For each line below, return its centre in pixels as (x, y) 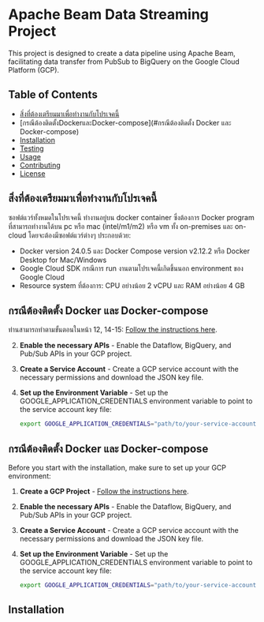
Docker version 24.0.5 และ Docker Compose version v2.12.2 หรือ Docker (135, 251)
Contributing (40, 165)
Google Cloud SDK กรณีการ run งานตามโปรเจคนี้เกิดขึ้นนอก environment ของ (132, 268)
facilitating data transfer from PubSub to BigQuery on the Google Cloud (124, 62)
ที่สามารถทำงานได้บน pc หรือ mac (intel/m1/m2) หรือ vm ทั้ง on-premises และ (121, 226)
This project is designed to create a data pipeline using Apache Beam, (122, 53)
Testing (32, 148)
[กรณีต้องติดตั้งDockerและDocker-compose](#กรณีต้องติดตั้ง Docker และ (125, 122)
